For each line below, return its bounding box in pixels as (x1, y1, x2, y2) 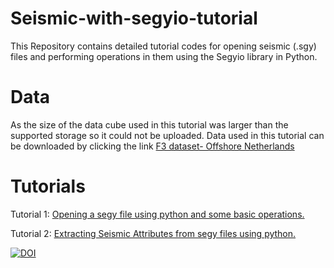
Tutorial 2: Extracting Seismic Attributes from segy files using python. (10, 227, 297, 239)
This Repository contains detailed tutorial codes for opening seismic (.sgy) (10, 40, 317, 52)
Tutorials (10, 175, 86, 198)
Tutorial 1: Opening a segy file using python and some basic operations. (10, 208, 305, 220)
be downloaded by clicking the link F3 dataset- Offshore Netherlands (10, 140, 295, 152)
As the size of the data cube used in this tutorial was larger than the (10, 118, 289, 131)
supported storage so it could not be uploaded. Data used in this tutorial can (10, 129, 325, 141)
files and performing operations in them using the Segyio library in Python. (10, 50, 318, 62)
